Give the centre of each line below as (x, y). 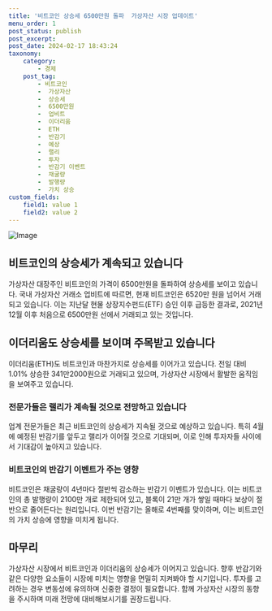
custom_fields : (34, 197)
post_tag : (40, 76)
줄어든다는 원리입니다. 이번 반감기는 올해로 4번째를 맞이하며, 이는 (133, 509)
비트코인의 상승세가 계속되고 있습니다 (96, 263)
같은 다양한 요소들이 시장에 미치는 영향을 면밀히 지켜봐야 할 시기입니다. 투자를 (131, 578)
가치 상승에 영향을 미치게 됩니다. (68, 519)
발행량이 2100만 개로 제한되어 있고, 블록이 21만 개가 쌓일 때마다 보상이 (143, 499)
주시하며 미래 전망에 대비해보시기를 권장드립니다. (94, 599)
